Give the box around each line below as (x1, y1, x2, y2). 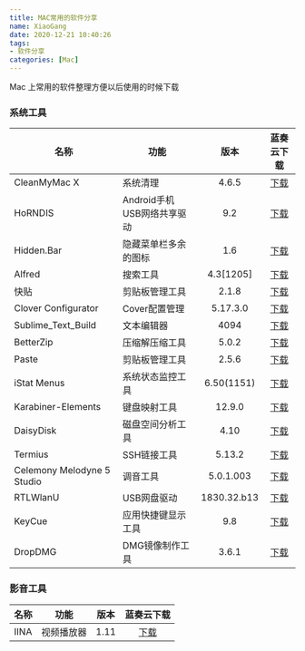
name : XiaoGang (9, 22, 67, 31)
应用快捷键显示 (122, 509, 187, 521)
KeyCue (14, 515, 48, 528)
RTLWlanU (14, 491, 60, 504)
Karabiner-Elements (14, 401, 102, 413)
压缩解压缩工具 (122, 336, 187, 349)
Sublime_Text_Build (14, 319, 97, 332)
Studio (14, 475, 43, 488)
